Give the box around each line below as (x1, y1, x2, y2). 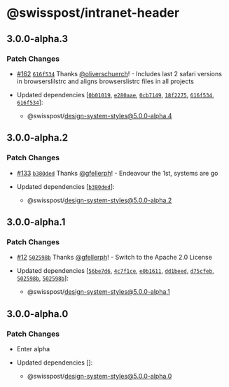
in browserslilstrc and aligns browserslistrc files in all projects (16, 77, 194, 85)
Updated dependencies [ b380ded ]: (16, 182, 115, 190)
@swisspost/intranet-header (6, 5, 180, 21)
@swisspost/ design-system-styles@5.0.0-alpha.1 (27, 288, 171, 296)
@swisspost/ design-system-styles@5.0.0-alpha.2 (27, 196, 172, 204)
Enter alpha (16, 344, 50, 353)
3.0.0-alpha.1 (6, 216, 66, 228)
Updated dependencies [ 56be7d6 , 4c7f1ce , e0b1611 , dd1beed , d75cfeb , (16, 267, 214, 275)
